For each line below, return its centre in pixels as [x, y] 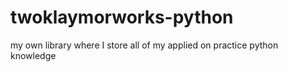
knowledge [33, 55]
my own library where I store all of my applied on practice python [144, 45]
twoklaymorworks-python [122, 17]
